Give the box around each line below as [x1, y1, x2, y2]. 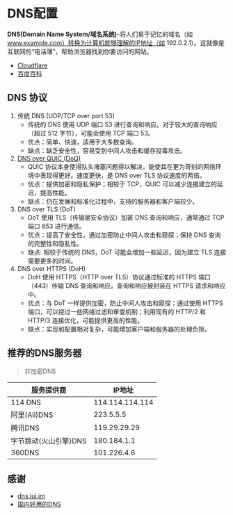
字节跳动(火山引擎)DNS [10, 436, 87, 445]
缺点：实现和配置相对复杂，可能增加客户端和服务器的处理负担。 [27, 325, 211, 333]
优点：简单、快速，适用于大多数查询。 [27, 138, 138, 146]
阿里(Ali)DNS [10, 410, 54, 420]
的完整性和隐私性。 [27, 239, 83, 247]
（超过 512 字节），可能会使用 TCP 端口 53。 [27, 129, 154, 137]
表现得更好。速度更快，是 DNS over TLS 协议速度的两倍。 [40, 171, 207, 179]
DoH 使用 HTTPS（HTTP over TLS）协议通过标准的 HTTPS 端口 [27, 272, 211, 281]
